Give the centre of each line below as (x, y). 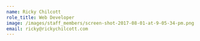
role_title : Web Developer (40, 17)
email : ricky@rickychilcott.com (47, 29)
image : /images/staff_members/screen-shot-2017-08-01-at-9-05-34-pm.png (100, 23)
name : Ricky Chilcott (34, 12)
